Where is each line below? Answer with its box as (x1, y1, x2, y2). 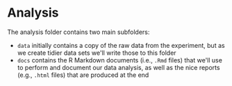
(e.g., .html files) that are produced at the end (17, 71, 149, 79)
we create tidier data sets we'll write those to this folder (17, 49, 176, 57)
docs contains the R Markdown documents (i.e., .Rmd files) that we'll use (17, 55, 222, 64)
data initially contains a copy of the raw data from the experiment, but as (17, 41, 225, 49)
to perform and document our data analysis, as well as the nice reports (17, 63, 220, 71)
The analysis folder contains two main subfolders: (7, 28, 150, 36)
